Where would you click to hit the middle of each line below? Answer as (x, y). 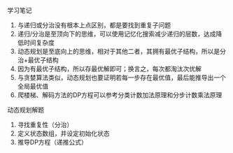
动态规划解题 (26, 110)
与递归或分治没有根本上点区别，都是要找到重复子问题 (94, 25)
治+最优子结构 (38, 60)
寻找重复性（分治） (45, 125)
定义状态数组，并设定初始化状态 (63, 133)
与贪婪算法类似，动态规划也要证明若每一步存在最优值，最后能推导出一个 (121, 78)
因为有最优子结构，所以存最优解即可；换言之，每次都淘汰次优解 (109, 69)
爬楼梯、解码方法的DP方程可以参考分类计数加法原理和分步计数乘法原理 (120, 95)
